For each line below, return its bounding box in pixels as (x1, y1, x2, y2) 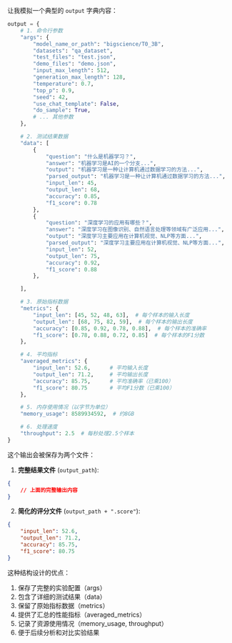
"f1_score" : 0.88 (45, 266, 98, 273)
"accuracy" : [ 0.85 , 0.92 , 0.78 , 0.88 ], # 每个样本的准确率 (33, 324, 207, 332)
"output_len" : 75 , (45, 252, 101, 259)
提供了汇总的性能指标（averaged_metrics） (17, 610, 146, 619)
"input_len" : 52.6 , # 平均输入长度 (33, 364, 148, 372)
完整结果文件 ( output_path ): (17, 465, 99, 474)
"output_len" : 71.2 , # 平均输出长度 (33, 371, 148, 378)
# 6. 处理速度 (20, 424, 58, 431)
